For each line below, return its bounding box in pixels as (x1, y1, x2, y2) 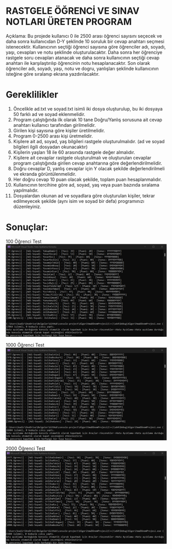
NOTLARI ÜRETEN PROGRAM (6, 16, 132, 28)
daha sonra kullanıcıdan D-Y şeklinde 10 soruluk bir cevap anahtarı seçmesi (6, 38, 165, 44)
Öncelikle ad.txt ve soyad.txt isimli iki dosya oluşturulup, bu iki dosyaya (13, 105, 163, 112)
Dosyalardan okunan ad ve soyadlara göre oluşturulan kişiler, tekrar (13, 192, 155, 199)
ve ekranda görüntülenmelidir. (13, 171, 77, 177)
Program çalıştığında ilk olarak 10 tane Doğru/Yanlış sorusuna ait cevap (13, 117, 162, 123)
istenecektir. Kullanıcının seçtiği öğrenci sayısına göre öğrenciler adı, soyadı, (6, 43, 166, 50)
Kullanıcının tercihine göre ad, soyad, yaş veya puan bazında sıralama (13, 181, 160, 188)
